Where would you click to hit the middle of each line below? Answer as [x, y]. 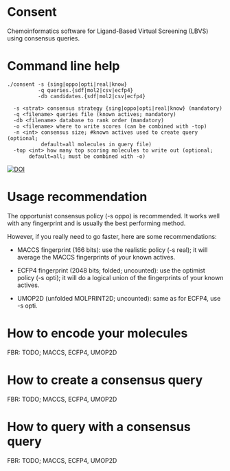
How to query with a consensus [99, 427]
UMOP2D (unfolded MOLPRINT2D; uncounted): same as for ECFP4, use [119, 298]
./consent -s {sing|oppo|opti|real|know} [67, 84]
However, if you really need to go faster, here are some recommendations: [112, 236]
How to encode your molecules [97, 333]
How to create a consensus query [105, 380]
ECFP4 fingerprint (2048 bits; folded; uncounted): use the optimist [111, 270]
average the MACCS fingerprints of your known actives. [96, 257]
